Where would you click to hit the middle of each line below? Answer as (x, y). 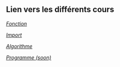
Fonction (17, 23)
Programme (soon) (29, 57)
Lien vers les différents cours (60, 10)
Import (14, 35)
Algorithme (20, 46)
